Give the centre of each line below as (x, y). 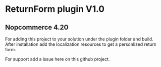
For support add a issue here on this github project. (57, 59)
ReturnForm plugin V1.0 (55, 9)
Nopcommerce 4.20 (37, 27)
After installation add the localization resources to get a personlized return (81, 44)
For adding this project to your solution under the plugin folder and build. (79, 39)
